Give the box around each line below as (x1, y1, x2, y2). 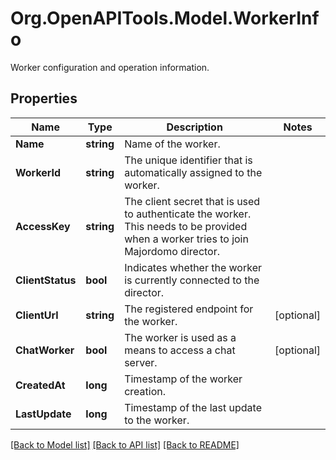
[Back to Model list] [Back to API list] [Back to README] (10, 438, 240, 451)
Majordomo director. (124, 244, 221, 258)
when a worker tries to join (124, 232, 249, 246)
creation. (124, 384, 166, 398)
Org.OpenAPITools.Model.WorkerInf (10, 7, 320, 30)
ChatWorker (15, 343, 75, 357)
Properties (10, 90, 78, 107)
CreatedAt (15, 378, 66, 392)
